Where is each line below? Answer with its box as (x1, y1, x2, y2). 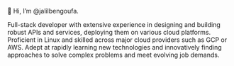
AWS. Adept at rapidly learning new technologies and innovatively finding (7, 43, 222, 51)
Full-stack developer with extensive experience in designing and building (7, 21, 221, 28)
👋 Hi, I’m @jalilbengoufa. (7, 7, 79, 15)
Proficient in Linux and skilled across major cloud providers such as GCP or (7, 35, 228, 44)
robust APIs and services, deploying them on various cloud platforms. (7, 28, 211, 36)
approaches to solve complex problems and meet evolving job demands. (7, 50, 220, 59)
